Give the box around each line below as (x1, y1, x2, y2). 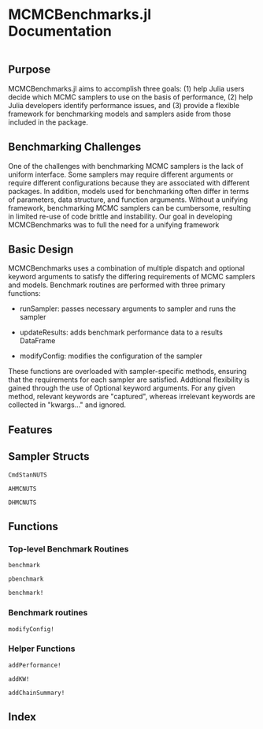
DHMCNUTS (8, 499, 37, 507)
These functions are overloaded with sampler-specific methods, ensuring (8, 367, 246, 376)
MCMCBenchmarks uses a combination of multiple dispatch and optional (8, 264, 246, 273)
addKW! (8, 675, 30, 683)
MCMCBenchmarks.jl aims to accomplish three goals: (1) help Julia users (8, 84, 245, 93)
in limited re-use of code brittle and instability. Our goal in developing (8, 211, 233, 221)
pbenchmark (8, 575, 44, 583)
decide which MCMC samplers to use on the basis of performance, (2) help (8, 92, 254, 102)
